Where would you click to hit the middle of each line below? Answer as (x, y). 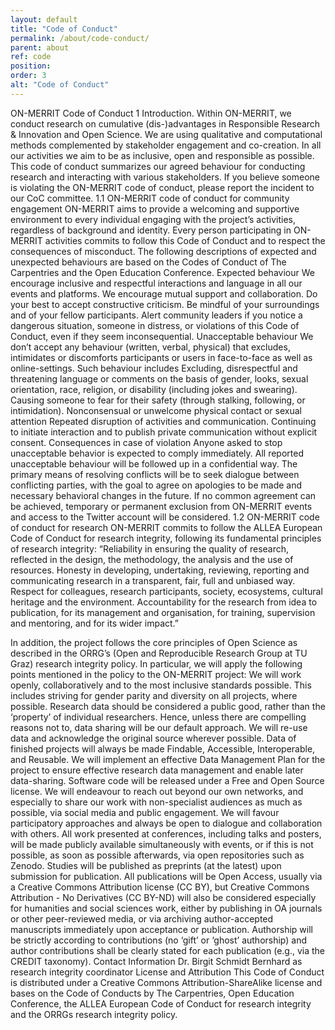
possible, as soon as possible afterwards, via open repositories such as (157, 855)
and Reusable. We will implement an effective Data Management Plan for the (168, 759)
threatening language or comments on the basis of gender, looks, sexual (159, 378)
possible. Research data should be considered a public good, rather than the (168, 706)
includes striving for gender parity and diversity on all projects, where (154, 695)
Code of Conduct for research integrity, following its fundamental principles (166, 538)
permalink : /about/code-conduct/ (80, 38)
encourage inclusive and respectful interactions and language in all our (156, 283)
